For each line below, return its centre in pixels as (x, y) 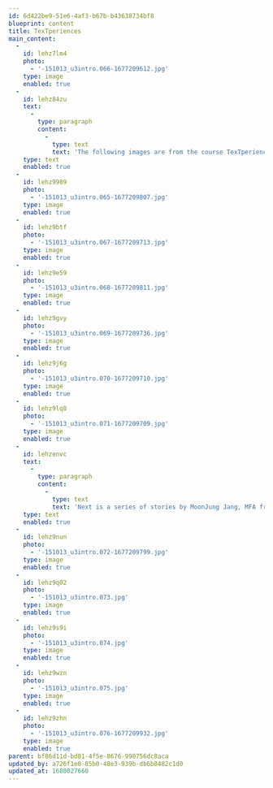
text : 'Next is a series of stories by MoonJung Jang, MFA (154, 507)
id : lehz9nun (45, 537)
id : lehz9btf (45, 227)
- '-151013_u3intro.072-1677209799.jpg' (99, 552)
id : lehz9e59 (45, 273)
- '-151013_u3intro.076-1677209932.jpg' (99, 734)
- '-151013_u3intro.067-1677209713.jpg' (99, 243)
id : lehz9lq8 (45, 409)
